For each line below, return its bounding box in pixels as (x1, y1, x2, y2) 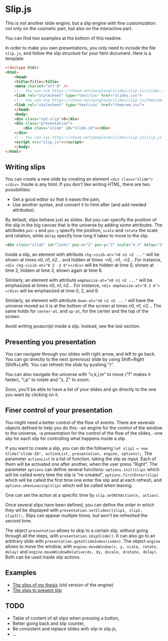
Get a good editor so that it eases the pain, (12, 196, 100, 202)
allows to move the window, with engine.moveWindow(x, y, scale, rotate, (5, 543, 158, 549)
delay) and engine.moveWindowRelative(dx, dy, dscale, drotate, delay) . (5, 548, 158, 554)
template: (5, 55, 25, 61)
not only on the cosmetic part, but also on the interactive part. (5, 25, 133, 31)
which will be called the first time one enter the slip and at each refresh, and (5, 477, 162, 483)
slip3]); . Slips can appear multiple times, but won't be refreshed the (5, 512, 147, 518)
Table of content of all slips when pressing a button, (12, 615, 119, 621)
